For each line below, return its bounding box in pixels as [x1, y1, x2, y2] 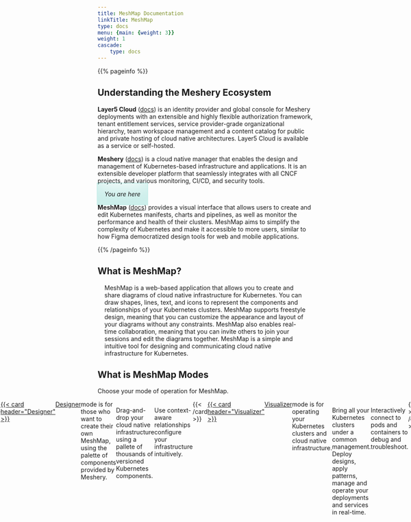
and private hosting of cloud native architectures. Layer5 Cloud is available [97, 134, 308, 142]
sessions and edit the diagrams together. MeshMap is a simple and [104, 334, 293, 343]
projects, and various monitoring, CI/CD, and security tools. [97, 176, 265, 185]
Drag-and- [115, 406, 147, 414]
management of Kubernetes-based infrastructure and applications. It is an [97, 162, 307, 170]
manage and [332, 479, 368, 487]
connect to [371, 414, 401, 422]
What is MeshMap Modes [97, 369, 209, 380]
